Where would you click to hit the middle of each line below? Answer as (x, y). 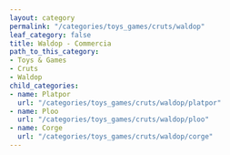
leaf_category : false (50, 35)
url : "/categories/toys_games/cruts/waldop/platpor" (120, 103)
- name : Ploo (34, 111)
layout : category (42, 18)
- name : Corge (36, 129)
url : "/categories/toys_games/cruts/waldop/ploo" (113, 119)
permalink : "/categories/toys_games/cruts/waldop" (107, 26)
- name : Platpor (40, 94)
